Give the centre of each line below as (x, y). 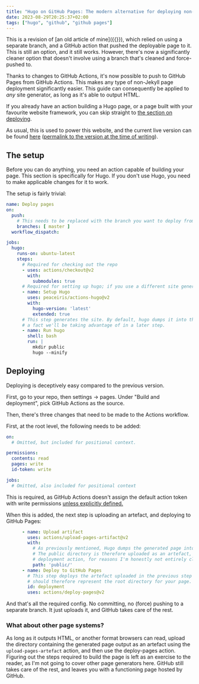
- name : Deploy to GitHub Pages (62, 570)
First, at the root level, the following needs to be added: (73, 426)
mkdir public (49, 347)
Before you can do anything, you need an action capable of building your (95, 170)
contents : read (30, 459)
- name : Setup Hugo (46, 292)
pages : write (28, 464)
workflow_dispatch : (36, 232)
